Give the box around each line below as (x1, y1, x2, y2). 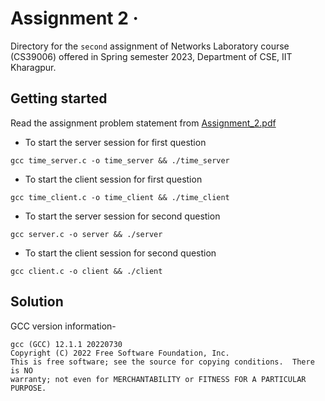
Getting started (10, 90, 108, 107)
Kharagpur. (10, 61, 57, 73)
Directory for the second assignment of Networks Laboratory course (10, 40, 290, 52)
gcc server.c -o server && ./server (10, 229, 163, 239)
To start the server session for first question (24, 136, 207, 148)
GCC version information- (10, 320, 117, 332)
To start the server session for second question (24, 210, 221, 222)
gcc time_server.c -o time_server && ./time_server (10, 155, 230, 166)
